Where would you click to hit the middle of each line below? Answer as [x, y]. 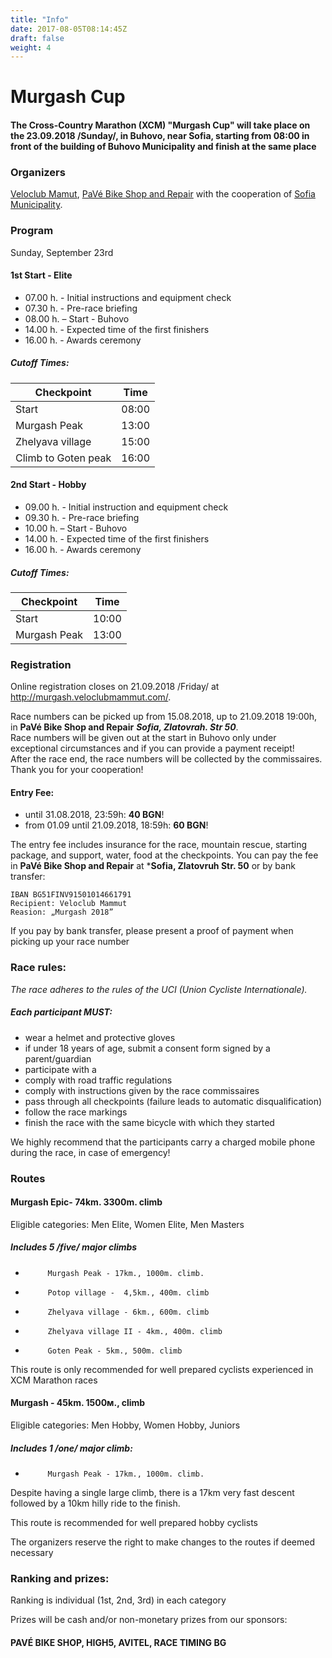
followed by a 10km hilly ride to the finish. [95, 1503]
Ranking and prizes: [60, 1578]
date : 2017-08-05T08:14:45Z [69, 29]
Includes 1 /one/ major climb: [71, 1448]
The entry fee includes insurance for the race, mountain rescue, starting [159, 845]
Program [32, 231]
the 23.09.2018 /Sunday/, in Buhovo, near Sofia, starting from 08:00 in [160, 136]
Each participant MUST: [61, 1012]
